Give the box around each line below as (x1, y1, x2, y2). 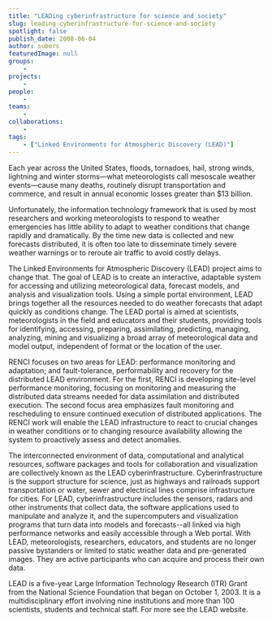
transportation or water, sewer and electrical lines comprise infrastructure (8, 485, 256, 494)
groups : (8, 58, 35, 66)
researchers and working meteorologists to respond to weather (8, 213, 220, 223)
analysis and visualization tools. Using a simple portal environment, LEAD (8, 289, 253, 299)
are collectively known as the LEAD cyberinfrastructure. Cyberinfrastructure (8, 468, 263, 477)
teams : (8, 102, 31, 111)
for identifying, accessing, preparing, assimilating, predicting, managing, (8, 324, 251, 333)
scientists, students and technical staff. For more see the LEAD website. (8, 604, 248, 614)
